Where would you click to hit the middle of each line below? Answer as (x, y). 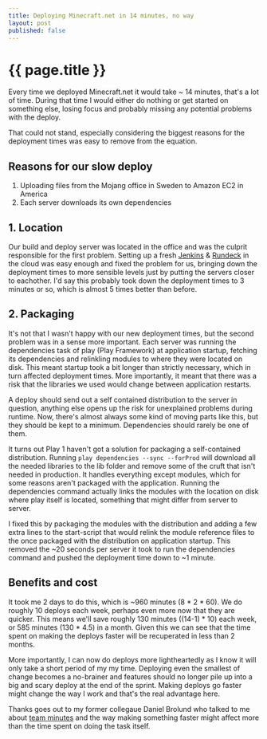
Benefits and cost (53, 583)
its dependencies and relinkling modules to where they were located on (126, 359)
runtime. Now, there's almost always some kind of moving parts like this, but (133, 416)
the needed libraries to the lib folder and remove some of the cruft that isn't (132, 466)
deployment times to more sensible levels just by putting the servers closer (132, 272)
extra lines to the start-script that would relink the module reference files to (132, 532)
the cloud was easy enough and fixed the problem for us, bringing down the (133, 263)
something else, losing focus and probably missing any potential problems (130, 109)
